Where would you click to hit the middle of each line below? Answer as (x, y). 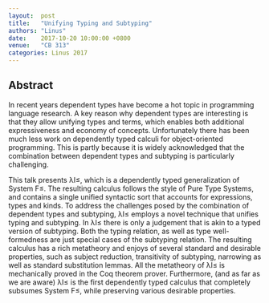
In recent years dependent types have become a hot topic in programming (131, 104)
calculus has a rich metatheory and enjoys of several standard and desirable (134, 248)
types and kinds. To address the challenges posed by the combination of (129, 205)
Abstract (31, 85)
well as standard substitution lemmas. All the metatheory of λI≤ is (116, 265)
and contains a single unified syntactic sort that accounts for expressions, (130, 196)
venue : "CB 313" (39, 46)
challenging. (29, 164)
